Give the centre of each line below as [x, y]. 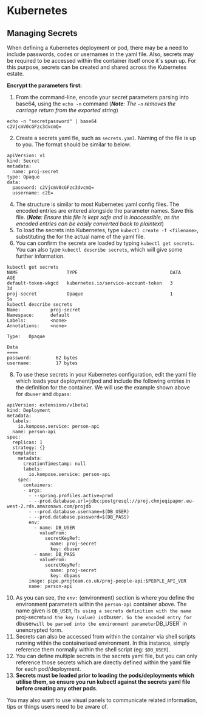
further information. [40, 256]
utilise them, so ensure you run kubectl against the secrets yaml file [103, 682]
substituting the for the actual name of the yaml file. [80, 236]
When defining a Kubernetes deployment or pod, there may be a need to [98, 48]
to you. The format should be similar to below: [73, 144]
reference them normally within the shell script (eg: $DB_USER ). [93, 649]
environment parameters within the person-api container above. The [101, 604]
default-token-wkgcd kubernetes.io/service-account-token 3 [90, 283]
